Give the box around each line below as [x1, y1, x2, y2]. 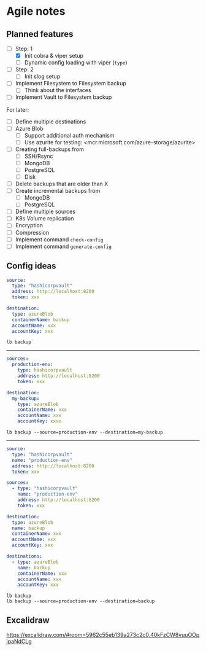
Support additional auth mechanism [24, 131, 115, 139]
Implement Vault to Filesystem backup [15, 93, 112, 101]
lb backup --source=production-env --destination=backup [6, 598, 155, 604]
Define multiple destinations [15, 118, 86, 125]
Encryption [15, 222, 44, 229]
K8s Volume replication [15, 215, 74, 222]
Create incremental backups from [15, 187, 101, 195]
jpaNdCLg [6, 637, 32, 645]
